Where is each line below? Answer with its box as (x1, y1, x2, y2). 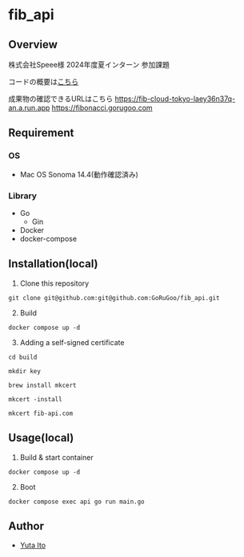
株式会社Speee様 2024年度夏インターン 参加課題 (8, 60, 170, 69)
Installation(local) (8, 257, 98, 270)
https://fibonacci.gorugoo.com (51, 103, 154, 112)
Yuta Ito (19, 540, 46, 551)
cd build (8, 353, 38, 361)
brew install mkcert (8, 381, 78, 389)
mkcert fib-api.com (8, 409, 74, 417)
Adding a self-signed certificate (19, 337, 125, 347)
